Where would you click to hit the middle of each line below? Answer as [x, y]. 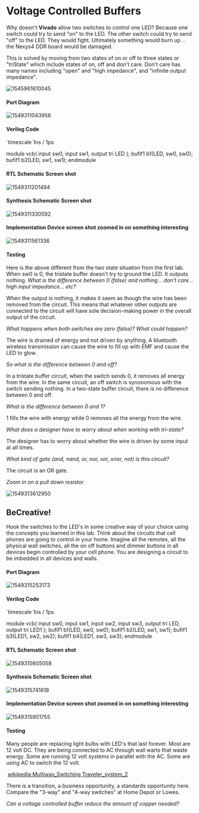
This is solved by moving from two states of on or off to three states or [93, 58]
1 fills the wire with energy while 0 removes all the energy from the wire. [94, 418]
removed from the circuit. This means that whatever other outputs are [92, 304]
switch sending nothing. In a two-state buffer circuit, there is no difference [97, 389]
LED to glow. [21, 353]
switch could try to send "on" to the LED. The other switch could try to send [99, 33]
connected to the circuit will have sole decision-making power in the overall [99, 311]
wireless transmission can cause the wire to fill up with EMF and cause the [98, 347]
